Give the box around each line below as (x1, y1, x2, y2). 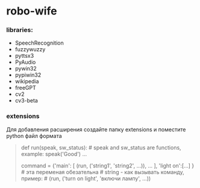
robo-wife (6, 4, 57, 18)
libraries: (6, 26, 33, 34)
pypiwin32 (14, 71, 42, 79)
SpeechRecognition (14, 39, 64, 46)
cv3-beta (14, 97, 38, 104)
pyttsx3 (14, 52, 34, 60)
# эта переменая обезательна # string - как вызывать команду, (20, 168, 185, 175)
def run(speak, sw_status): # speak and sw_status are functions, (20, 143, 182, 151)
